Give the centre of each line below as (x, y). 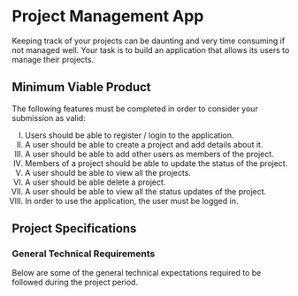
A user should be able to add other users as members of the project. (149, 154)
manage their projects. (53, 59)
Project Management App (108, 16)
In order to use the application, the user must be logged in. (131, 201)
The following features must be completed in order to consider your (135, 109)
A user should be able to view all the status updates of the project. (145, 191)
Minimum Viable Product (81, 87)
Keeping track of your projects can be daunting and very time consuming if (149, 41)
